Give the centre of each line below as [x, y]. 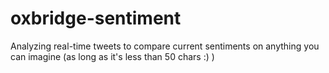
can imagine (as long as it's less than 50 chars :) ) [112, 56]
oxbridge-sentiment [96, 18]
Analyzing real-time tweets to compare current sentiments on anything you [165, 46]
